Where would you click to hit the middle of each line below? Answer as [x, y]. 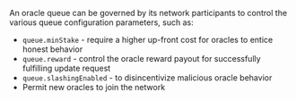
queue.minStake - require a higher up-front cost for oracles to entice [148, 40]
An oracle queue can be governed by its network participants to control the [148, 13]
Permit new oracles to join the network [94, 87]
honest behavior [52, 49]
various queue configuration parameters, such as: [102, 22]
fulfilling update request [66, 68]
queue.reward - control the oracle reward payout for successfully [142, 59]
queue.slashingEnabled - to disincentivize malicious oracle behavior [147, 78]
